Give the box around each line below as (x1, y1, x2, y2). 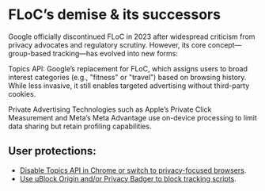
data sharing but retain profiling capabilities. (8, 121, 152, 131)
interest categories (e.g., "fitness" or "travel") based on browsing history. (8, 72, 247, 82)
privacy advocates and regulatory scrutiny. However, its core (8, 40, 206, 49)
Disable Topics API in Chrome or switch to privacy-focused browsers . (19, 165, 247, 175)
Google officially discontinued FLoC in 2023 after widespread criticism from (8, 32, 256, 41)
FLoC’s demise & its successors (8, 6, 221, 24)
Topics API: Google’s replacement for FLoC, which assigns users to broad (8, 63, 248, 73)
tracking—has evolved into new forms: (52, 48, 179, 58)
